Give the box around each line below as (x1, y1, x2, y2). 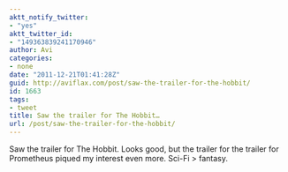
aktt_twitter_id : (9, 29, 73, 38)
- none (9, 63, 34, 71)
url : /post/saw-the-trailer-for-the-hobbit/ (9, 120, 176, 129)
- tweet (9, 103, 38, 112)
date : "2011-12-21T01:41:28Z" (9, 71, 121, 79)
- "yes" (9, 21, 38, 30)
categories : (9, 54, 53, 63)
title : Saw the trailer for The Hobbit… (9, 111, 161, 120)
